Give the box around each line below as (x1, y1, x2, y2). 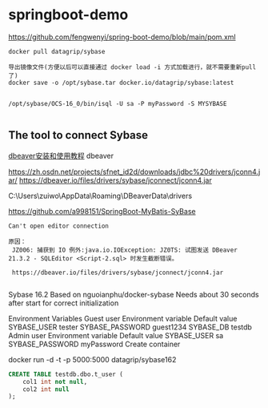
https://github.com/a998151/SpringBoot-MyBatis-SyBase (8, 206, 196, 216)
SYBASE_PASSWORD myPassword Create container (8, 339, 181, 349)
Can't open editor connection (8, 222, 110, 230)
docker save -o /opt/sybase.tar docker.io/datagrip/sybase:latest (8, 79, 234, 87)
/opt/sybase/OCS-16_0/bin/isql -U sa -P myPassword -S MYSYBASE (8, 99, 227, 107)
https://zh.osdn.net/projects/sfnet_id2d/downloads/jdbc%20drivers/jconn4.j (8, 167, 261, 176)
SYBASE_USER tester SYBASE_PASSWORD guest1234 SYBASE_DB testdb (8, 322, 252, 332)
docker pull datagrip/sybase (8, 47, 106, 55)
